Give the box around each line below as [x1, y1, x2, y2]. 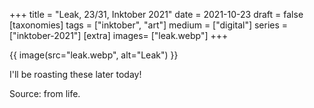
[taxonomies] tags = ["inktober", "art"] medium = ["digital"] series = [9, 19, 289, 31]
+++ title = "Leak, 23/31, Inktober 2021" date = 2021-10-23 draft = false [9, 9, 304, 20]
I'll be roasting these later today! [9, 69, 142, 80]
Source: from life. [9, 88, 81, 99]
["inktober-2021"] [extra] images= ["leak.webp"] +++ [9, 30, 229, 41]
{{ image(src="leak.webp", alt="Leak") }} [9, 49, 179, 61]
